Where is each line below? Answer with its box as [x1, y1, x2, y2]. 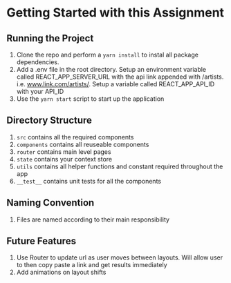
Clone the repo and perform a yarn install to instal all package [16, 50, 198, 59]
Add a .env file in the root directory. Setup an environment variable [16, 66, 207, 73]
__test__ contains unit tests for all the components [16, 177, 162, 185]
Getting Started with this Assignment [6, 5, 225, 21]
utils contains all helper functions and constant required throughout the [16, 162, 223, 170]
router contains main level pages [16, 147, 111, 156]
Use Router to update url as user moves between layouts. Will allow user [16, 253, 223, 262]
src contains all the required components [16, 133, 134, 141]
